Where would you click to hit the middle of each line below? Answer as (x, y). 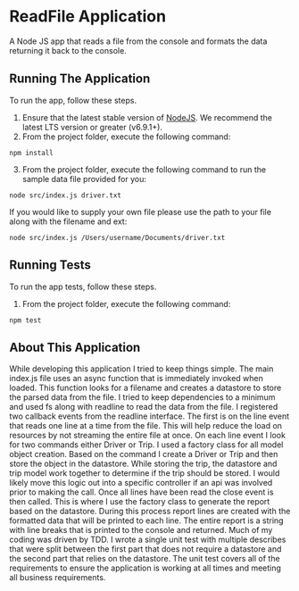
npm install (31, 153)
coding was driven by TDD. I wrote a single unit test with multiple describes (148, 540)
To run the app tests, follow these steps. (83, 287)
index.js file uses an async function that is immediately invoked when (136, 379)
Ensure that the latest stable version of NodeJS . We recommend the (147, 117)
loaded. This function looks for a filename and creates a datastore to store (145, 388)
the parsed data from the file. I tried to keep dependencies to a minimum (142, 397)
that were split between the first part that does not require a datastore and (145, 549)
